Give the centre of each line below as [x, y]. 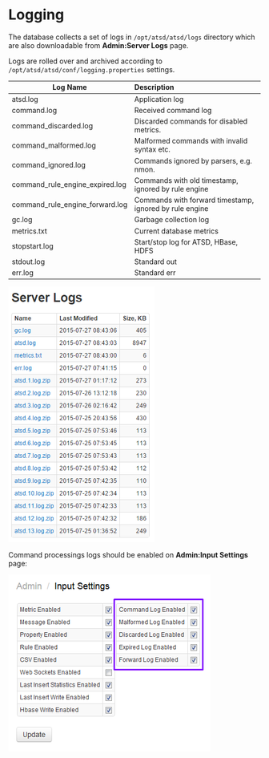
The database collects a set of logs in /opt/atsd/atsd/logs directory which [132, 37]
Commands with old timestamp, [186, 180]
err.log [23, 273]
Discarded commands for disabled [191, 121]
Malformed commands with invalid [191, 141]
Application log [159, 99]
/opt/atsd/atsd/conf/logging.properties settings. [92, 69]
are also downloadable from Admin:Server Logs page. [98, 45]
